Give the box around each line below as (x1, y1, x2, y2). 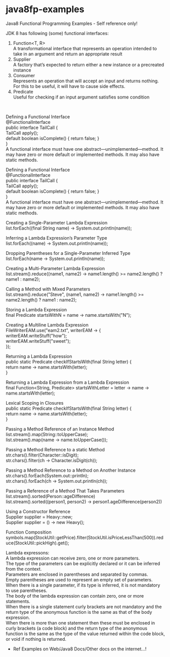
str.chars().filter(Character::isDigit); (6, 452, 79, 458)
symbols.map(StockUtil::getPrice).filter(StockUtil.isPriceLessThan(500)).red (6, 534, 164, 540)
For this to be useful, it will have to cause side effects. (13, 83, 125, 89)
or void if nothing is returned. (6, 636, 67, 642)
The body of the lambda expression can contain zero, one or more (6, 593, 144, 599)
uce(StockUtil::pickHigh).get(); (6, 540, 70, 546)
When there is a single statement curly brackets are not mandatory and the (6, 603, 162, 610)
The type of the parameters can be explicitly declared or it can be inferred (6, 560, 160, 567)
